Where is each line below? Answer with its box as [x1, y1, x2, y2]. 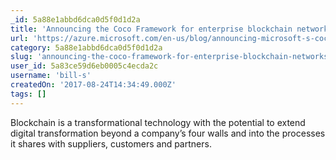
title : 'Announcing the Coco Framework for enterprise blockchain [10, 24, 293, 34]
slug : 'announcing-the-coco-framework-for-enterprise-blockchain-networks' [10, 52, 333, 62]
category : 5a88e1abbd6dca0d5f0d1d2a [10, 42, 163, 53]
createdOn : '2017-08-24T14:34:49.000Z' [10, 80, 177, 90]
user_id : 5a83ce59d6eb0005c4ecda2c [10, 61, 159, 71]
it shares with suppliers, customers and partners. [10, 137, 212, 150]
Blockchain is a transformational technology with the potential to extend [10, 116, 306, 128]
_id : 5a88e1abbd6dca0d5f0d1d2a [10, 14, 141, 25]
